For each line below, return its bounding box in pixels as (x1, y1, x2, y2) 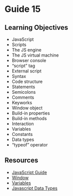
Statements (11, 84, 36, 90)
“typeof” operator (11, 142, 48, 147)
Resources (4, 156, 38, 165)
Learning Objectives (4, 23, 69, 32)
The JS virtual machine (11, 52, 59, 58)
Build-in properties (11, 110, 50, 116)
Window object (11, 105, 43, 111)
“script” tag (11, 63, 36, 68)
